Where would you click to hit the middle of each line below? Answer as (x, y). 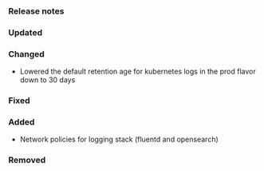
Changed (27, 54)
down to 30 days (47, 80)
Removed (27, 160)
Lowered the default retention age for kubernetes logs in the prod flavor (138, 72)
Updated (25, 32)
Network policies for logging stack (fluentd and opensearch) (119, 139)
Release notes (36, 11)
